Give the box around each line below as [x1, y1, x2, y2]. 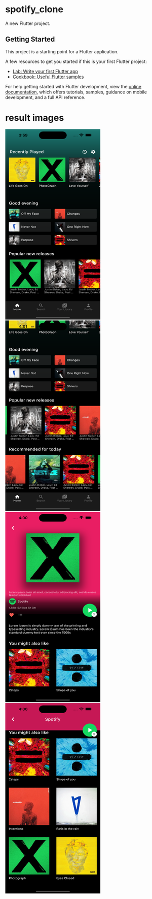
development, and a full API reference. [5, 94, 86, 100]
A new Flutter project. [5, 20, 51, 26]
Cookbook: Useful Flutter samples [12, 74, 84, 80]
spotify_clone [5, 4, 63, 15]
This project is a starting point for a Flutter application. [5, 48, 119, 54]
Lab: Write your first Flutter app [12, 68, 79, 74]
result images [5, 112, 64, 123]
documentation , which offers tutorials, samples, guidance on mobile [5, 89, 147, 95]
